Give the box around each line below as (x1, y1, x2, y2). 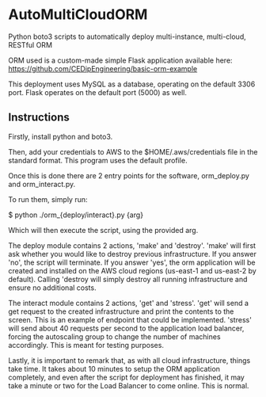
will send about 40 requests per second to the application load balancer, (8, 323, 245, 333)
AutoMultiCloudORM (8, 6, 148, 24)
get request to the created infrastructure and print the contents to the (8, 307, 234, 316)
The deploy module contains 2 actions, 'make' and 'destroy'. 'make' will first (8, 240, 256, 250)
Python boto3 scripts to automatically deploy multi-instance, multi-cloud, (8, 32, 247, 41)
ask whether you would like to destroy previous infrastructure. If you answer (8, 249, 257, 258)
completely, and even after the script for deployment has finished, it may (8, 372, 245, 382)
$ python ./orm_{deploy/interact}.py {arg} (8, 210, 144, 219)
